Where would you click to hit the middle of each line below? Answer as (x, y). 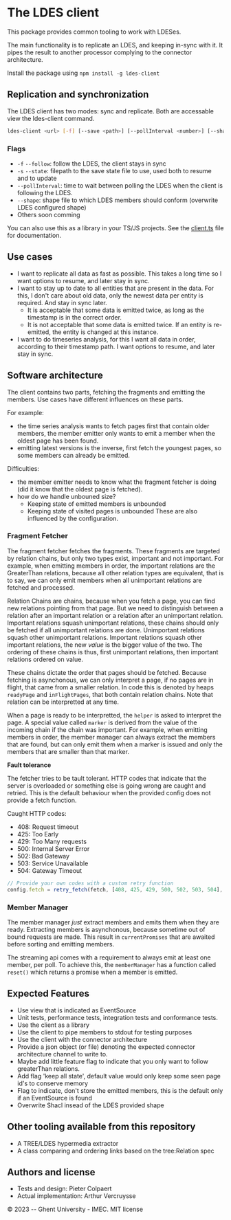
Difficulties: (23, 468)
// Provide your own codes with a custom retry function (90, 883)
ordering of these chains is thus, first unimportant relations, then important (113, 652)
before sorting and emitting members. (61, 944)
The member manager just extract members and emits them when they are (113, 922)
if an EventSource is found (55, 1098)
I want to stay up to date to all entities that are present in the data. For (115, 288)
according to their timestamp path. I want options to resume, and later (116, 346)
